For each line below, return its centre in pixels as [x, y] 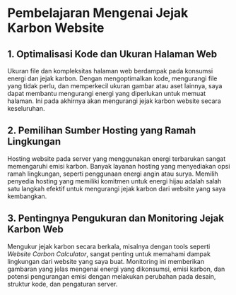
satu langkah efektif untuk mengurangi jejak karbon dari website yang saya [117, 188]
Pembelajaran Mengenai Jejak [98, 13]
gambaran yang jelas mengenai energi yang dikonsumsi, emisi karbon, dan [116, 269]
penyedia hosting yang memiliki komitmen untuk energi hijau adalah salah [114, 181]
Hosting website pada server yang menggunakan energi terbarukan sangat [117, 158]
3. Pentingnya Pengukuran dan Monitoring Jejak [116, 218]
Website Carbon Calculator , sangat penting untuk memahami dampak [109, 254]
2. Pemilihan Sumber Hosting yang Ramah [102, 131]
